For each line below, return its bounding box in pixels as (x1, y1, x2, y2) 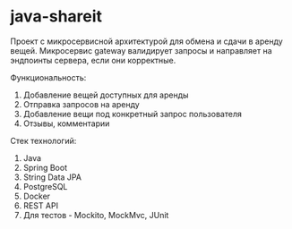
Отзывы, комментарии (22, 118, 110, 129)
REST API (22, 199, 59, 211)
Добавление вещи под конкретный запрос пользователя (22, 108, 243, 119)
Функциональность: (10, 72, 87, 82)
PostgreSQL (22, 181, 68, 191)
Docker (22, 191, 51, 201)
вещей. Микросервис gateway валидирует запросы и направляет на (10, 45, 272, 55)
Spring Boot (22, 162, 68, 173)
